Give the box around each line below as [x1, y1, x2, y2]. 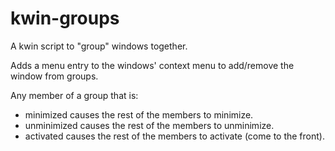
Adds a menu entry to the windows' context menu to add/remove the [10, 59, 295, 71]
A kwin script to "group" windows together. [10, 40, 188, 52]
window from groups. [10, 70, 99, 82]
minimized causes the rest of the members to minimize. [24, 108, 254, 121]
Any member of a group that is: [10, 89, 139, 101]
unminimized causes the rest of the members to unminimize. [24, 119, 275, 131]
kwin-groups [10, 7, 120, 30]
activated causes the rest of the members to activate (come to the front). [24, 130, 325, 142]
